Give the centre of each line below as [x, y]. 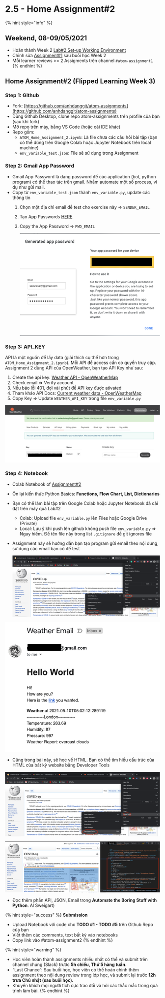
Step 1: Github [22, 96]
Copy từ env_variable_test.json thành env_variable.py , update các [81, 192]
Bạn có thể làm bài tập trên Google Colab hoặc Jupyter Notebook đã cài [85, 503]
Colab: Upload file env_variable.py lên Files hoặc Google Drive [83, 518]
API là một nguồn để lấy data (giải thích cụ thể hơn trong [62, 358]
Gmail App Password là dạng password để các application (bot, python [84, 176]
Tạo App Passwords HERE [46, 216]
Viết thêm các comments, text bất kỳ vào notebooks [65, 935]
